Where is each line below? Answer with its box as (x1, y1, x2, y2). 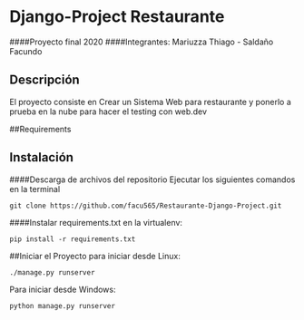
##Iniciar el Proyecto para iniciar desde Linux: (9, 250, 181, 261)
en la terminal (9, 183, 61, 194)
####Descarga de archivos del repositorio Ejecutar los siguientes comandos (9, 174, 296, 185)
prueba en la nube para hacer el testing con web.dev (9, 106, 207, 117)
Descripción (9, 73, 80, 88)
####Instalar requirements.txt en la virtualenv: (9, 217, 183, 228)
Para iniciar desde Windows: (9, 284, 116, 295)
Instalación (9, 150, 74, 165)
